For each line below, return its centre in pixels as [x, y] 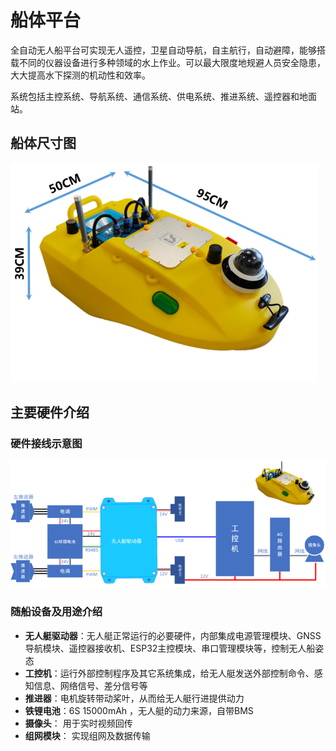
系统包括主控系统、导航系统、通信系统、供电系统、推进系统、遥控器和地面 [163, 96]
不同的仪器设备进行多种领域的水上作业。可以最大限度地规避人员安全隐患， [172, 62]
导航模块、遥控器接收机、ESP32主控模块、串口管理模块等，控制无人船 [170, 648]
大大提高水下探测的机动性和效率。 [80, 75]
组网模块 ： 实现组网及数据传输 [87, 735]
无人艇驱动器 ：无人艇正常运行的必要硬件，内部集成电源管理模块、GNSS [173, 635]
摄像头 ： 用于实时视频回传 [78, 723]
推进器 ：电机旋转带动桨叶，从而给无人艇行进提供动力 [134, 698]
